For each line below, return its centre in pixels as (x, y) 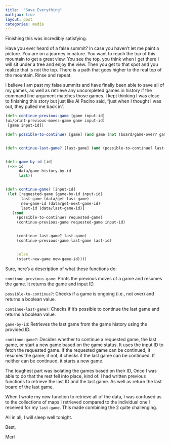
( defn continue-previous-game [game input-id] (55, 116)
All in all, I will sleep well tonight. (39, 417)
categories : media (25, 24)
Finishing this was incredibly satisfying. (46, 39)
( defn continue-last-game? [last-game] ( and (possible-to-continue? (79, 148)
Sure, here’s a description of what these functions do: (61, 269)
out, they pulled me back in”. (35, 106)
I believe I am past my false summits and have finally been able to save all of (85, 85)
